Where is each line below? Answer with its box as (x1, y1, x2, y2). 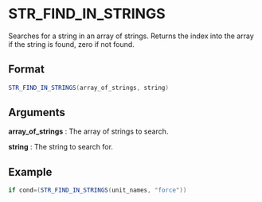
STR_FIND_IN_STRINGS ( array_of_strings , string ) (8, 84, 170, 91)
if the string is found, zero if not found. (8, 39, 135, 49)
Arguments (8, 106, 66, 119)
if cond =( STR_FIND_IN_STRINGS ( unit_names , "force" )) (8, 186, 187, 195)
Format (8, 63, 45, 76)
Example (8, 165, 53, 179)
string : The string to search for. (8, 142, 114, 152)
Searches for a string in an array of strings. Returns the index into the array (8, 31, 255, 41)
